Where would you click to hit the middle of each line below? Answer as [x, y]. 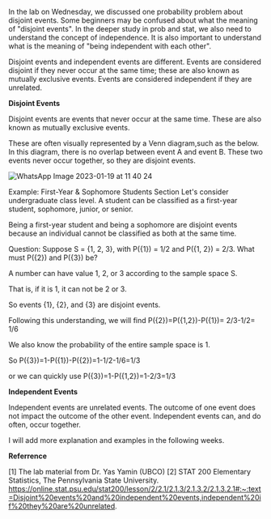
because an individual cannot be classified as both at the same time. [123, 233]
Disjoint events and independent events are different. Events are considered [135, 62]
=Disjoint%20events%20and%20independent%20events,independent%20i [135, 498]
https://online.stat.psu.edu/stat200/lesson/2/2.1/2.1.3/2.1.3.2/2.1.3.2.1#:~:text [135, 489]
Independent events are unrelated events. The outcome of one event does [132, 407]
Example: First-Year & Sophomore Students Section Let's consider [119, 192]
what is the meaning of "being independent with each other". [110, 46]
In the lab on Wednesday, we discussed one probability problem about [126, 12]
